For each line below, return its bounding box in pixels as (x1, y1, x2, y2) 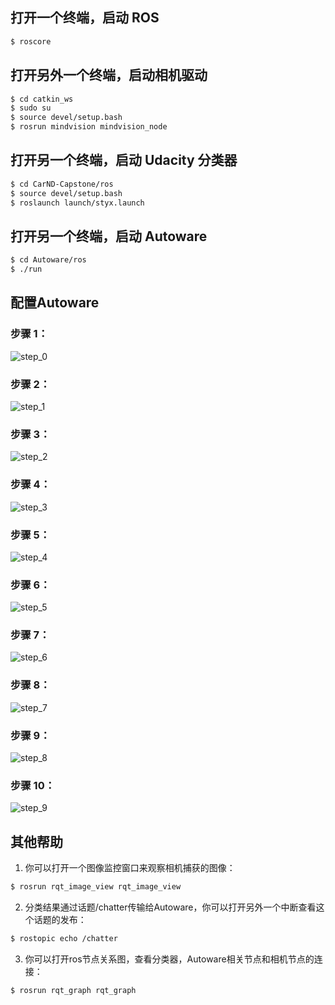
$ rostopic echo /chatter (10, 934, 118, 944)
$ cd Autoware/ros (10, 255, 87, 265)
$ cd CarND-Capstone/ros (10, 179, 114, 189)
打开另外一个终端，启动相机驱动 (10, 67, 208, 84)
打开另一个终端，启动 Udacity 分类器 (10, 152, 238, 169)
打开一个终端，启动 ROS (10, 9, 160, 27)
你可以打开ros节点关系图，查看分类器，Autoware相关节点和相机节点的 (24, 953, 315, 965)
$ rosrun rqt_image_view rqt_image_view (10, 882, 182, 892)
